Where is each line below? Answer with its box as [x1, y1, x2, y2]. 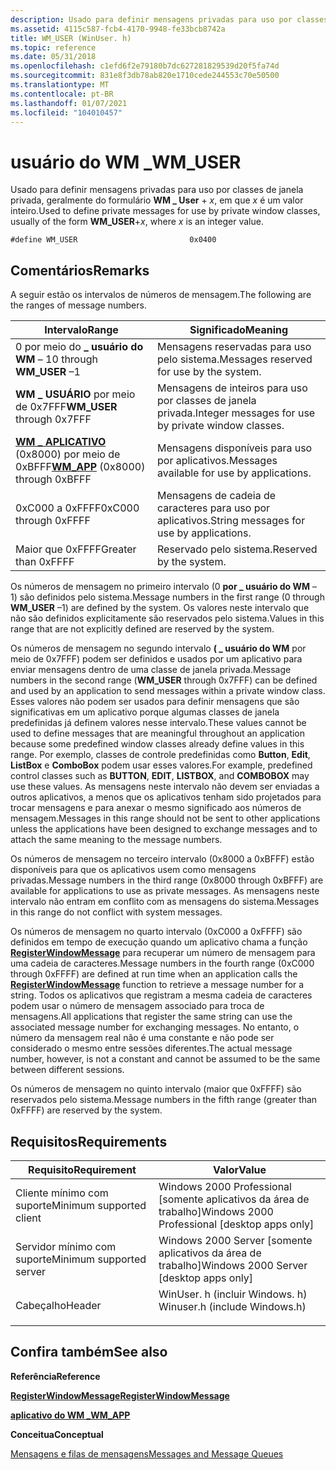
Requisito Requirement [28, 1162, 137, 1176]
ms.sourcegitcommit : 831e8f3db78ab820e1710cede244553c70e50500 [10, 71, 280, 81]
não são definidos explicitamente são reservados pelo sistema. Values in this [10, 612, 325, 625]
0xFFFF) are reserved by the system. [10, 1104, 163, 1116]
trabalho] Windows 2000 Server [158, 1258, 308, 1272]
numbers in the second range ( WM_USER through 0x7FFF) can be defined [10, 674, 318, 686]
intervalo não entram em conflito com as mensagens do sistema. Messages [10, 896, 320, 908]
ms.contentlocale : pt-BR [10, 89, 114, 99]
